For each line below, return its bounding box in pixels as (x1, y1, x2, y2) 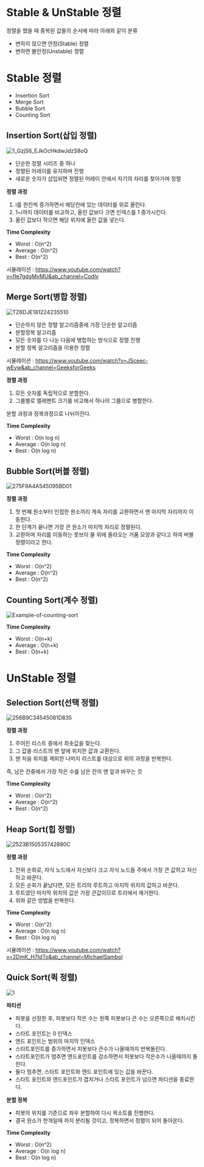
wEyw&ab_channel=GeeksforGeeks (6, 364, 96, 371)
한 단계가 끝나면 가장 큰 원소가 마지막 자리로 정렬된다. (15, 523, 142, 531)
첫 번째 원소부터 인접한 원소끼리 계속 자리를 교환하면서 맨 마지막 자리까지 (15, 508, 188, 516)
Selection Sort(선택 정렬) (6, 697, 99, 708)
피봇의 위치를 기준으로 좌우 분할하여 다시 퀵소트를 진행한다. (15, 1109, 155, 1116)
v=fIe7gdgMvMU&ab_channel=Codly (6, 272, 99, 280)
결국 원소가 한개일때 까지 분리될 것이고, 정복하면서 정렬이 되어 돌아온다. (15, 1116, 185, 1124)
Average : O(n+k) (15, 641, 59, 649)
